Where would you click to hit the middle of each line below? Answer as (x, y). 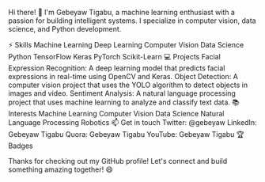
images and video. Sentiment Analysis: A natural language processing (122, 93)
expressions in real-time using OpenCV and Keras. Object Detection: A (123, 76)
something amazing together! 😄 (61, 169)
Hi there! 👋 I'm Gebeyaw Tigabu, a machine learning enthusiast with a (122, 12)
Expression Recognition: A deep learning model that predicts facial (117, 68)
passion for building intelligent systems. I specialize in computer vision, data (132, 21)
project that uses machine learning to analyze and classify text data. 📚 (124, 102)
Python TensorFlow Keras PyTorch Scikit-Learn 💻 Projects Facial (115, 57)
